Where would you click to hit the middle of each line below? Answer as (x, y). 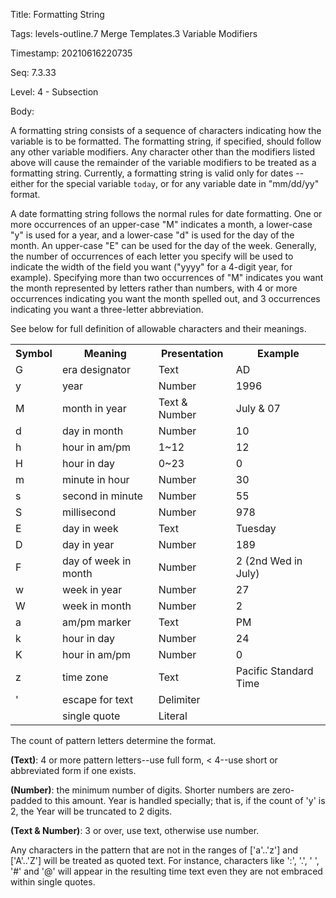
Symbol (34, 353)
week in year (92, 589)
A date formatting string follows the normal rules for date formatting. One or (166, 213)
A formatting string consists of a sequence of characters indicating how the (166, 130)
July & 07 (258, 408)
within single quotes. (53, 882)
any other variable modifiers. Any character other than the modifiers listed (163, 152)
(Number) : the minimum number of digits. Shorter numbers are (140, 790)
